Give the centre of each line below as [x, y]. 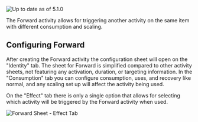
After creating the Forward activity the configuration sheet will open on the [97, 59]
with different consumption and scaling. [54, 27]
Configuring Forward [46, 45]
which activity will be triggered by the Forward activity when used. [87, 101]
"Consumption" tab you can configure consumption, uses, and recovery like [98, 78]
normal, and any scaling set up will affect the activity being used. [85, 84]
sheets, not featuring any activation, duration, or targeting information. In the [99, 72]
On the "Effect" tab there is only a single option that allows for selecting [93, 95]
